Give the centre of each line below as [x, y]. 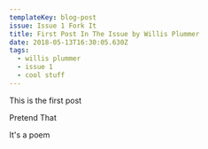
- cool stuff [41, 75]
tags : [19, 51]
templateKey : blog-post [53, 17]
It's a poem [30, 135]
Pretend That [33, 117]
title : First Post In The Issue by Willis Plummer [104, 34]
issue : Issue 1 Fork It [53, 26]
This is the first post [46, 100]
